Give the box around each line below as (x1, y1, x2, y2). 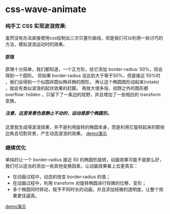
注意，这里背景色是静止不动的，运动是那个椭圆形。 (5, 110, 112, 116)
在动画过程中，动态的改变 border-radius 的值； (12, 174, 111, 180)
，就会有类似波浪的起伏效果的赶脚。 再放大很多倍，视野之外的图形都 (5, 85, 148, 91)
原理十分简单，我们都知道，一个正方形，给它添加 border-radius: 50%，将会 (5, 66, 163, 72)
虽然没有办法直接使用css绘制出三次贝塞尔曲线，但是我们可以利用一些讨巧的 (5, 35, 163, 41)
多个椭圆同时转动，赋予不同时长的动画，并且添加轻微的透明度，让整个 (12, 186, 159, 192)
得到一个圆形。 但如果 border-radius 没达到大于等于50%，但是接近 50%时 (5, 72, 161, 78)
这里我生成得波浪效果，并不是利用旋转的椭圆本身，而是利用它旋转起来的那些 (5, 124, 165, 130)
